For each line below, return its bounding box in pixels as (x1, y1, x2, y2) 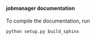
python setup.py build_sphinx (6, 29, 80, 35)
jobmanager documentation (6, 5, 75, 12)
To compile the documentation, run (6, 17, 90, 24)
